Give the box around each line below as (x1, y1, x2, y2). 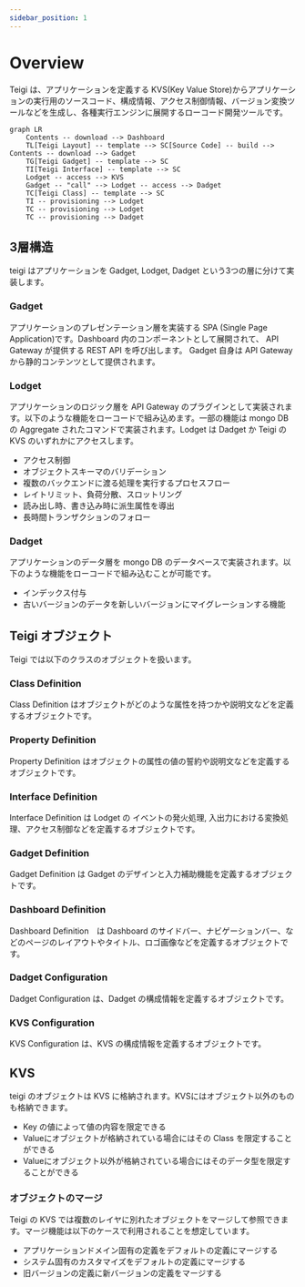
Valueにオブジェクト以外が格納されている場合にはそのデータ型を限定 (22, 1155, 284, 1166)
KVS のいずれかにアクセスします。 (9, 434, 138, 446)
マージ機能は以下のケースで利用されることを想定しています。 (24, 1226, 255, 1237)
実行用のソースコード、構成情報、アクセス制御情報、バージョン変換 (33, 95, 288, 106)
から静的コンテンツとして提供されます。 (9, 356, 161, 367)
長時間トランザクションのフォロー (22, 511, 151, 522)
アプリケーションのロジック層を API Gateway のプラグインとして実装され (9, 401, 285, 412)
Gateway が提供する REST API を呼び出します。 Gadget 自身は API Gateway (9, 344, 293, 355)
